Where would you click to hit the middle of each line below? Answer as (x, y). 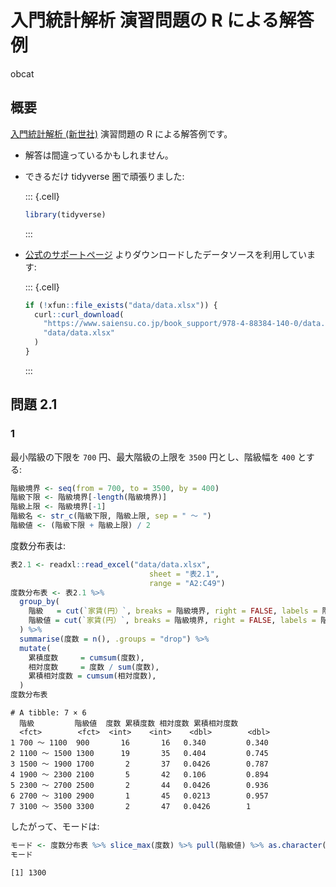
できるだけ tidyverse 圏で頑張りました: (104, 176)
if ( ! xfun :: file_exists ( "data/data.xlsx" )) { (121, 305)
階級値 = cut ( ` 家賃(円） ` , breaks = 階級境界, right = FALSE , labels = (172, 621)
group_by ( (39, 602)
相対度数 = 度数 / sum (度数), (94, 667)
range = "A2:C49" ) (187, 583)
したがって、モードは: (55, 827)
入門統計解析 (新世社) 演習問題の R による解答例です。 (121, 133)
